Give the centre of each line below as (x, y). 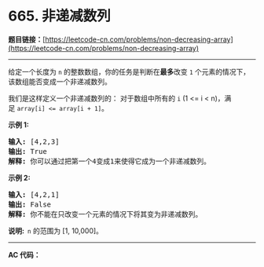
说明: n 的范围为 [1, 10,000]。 (56, 230)
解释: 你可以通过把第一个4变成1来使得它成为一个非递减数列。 (109, 161)
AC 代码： (24, 254)
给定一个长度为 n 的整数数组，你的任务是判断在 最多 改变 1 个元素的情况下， (129, 71)
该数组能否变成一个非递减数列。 (60, 81)
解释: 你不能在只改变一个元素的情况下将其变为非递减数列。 (105, 214)
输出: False (30, 204)
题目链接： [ (27, 39)
